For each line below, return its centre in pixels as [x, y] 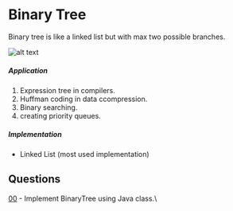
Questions [35, 180]
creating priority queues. [60, 115]
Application [28, 70]
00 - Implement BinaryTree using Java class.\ [83, 198]
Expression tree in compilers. [67, 90]
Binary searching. [49, 107]
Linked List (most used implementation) [84, 154]
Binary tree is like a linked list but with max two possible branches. [117, 37]
